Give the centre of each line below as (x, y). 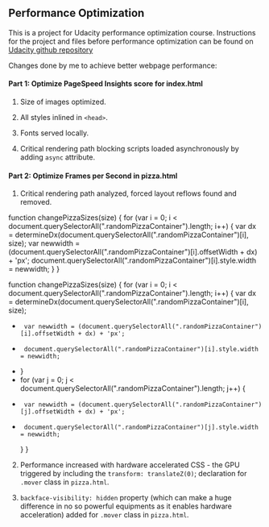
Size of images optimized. (63, 102)
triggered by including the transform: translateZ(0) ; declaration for (133, 474)
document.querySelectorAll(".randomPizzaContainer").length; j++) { (132, 388)
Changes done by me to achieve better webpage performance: (113, 65)
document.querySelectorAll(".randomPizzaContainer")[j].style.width (141, 427)
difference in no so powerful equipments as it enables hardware (126, 506)
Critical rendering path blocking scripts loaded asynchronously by (129, 149)
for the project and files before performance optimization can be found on (131, 41)
